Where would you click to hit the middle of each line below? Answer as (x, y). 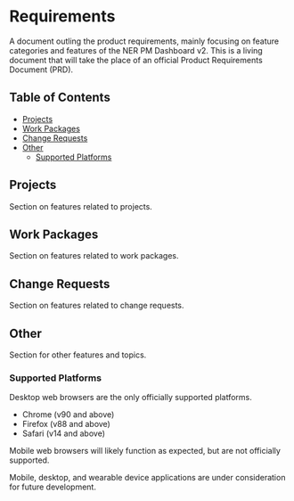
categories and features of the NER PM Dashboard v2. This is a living (136, 50)
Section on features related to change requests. (97, 306)
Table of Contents (60, 98)
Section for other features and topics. (78, 355)
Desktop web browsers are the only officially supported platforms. (131, 398)
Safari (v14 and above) (63, 433)
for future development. (53, 487)
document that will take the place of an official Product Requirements (136, 60)
